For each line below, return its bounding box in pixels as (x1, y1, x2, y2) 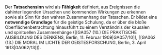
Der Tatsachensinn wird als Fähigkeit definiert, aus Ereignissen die (5, 4, 140, 10)
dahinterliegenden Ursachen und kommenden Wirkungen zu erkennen (5, 9, 146, 15)
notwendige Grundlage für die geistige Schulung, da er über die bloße (5, 19, 147, 25)
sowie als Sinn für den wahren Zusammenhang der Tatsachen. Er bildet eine (5, 14, 158, 20)
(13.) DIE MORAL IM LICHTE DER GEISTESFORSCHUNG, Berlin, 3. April (5, 40, 146, 45)
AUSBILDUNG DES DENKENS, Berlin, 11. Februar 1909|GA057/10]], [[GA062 (5, 34, 156, 40)
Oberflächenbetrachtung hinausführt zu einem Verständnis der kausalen (5, 24, 150, 30)
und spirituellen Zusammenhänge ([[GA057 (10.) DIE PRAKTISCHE (5, 30, 137, 35)
